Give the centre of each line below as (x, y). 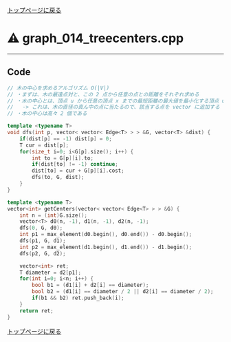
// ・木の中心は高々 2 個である (47, 114)
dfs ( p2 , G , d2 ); (43, 253)
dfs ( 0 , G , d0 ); (41, 228)
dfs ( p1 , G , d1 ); (43, 241)
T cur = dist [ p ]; (44, 145)
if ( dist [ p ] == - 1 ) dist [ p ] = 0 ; (66, 139)
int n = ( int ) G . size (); (54, 215)
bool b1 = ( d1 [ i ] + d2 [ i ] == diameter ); (90, 285)
